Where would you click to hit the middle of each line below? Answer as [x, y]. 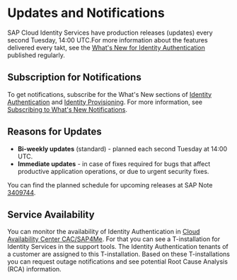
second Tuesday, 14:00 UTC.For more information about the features [108, 40]
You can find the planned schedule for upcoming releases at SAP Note [110, 185]
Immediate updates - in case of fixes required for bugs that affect [114, 163]
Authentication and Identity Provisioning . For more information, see [105, 102]
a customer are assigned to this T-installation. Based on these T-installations [118, 254]
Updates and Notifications [86, 13]
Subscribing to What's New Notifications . [67, 109]
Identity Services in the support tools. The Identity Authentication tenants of [118, 247]
